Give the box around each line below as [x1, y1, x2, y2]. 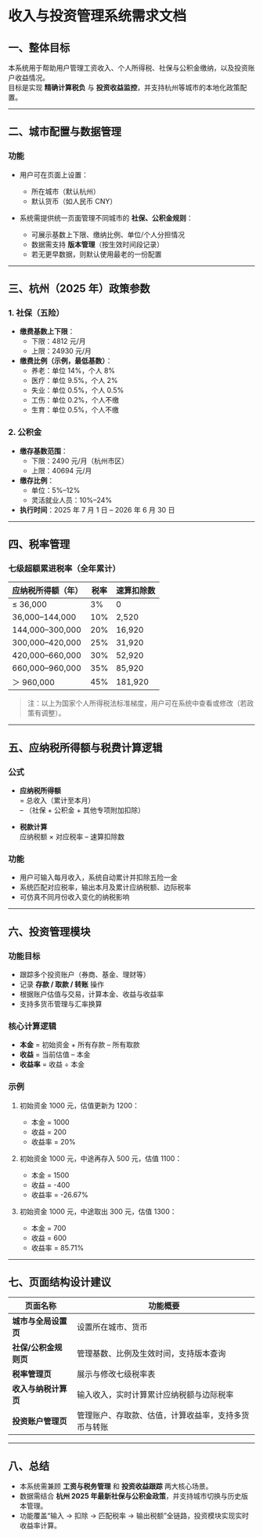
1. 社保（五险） [8, 308, 65, 318]
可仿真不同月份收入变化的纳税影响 [19, 893, 130, 902]
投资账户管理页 [12, 1416, 68, 1427]
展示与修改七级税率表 [77, 1369, 156, 1380]
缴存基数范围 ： [19, 446, 68, 455]
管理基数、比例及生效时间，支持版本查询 [77, 1348, 226, 1359]
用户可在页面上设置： [19, 170, 88, 179]
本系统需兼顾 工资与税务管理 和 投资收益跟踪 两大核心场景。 [19, 1481, 213, 1491]
